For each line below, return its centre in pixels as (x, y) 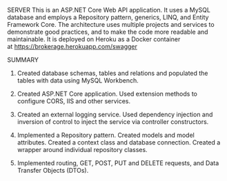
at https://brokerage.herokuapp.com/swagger (72, 46)
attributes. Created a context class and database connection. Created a (119, 142)
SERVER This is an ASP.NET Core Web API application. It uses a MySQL (109, 10)
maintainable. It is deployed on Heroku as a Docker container (94, 39)
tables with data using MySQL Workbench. (78, 81)
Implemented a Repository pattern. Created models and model (106, 135)
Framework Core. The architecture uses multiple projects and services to (111, 24)
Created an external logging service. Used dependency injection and (115, 114)
